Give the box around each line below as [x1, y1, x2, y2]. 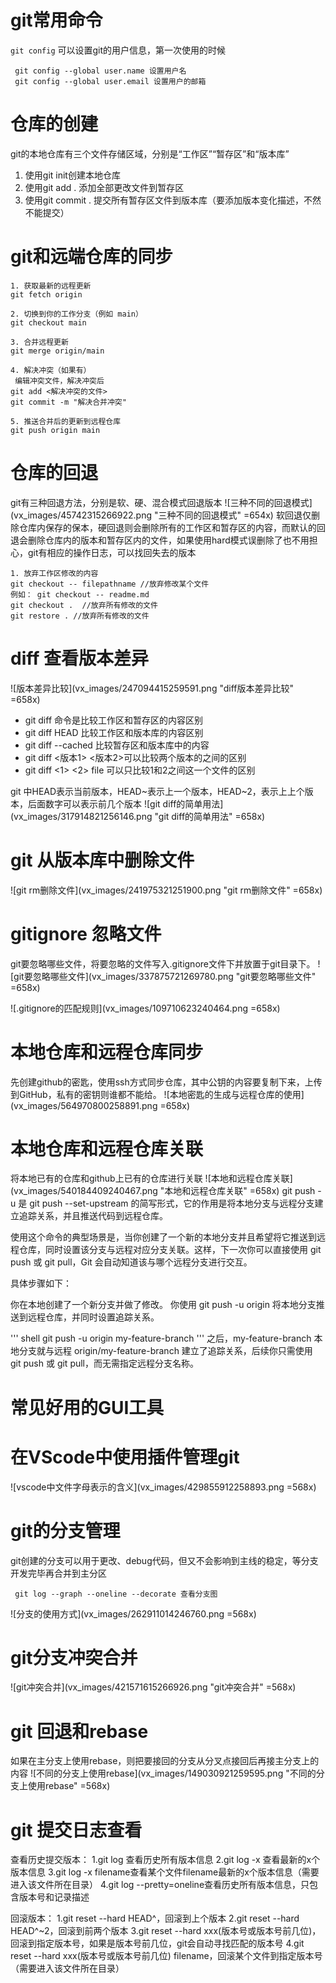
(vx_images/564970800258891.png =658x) [10, 1099, 191, 1111]
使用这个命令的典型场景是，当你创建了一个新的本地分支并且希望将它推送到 [10, 1231, 317, 1243]
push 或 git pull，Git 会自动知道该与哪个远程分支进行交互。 [10, 1256, 253, 1268]
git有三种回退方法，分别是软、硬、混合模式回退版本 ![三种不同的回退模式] [10, 496, 313, 508]
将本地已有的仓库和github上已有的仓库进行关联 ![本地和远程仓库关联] [10, 1172, 293, 1185]
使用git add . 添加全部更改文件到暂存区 [24, 181, 185, 193]
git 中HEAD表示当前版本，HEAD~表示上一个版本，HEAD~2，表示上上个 [10, 785, 305, 797]
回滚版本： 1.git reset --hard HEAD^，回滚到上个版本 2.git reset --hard [10, 1912, 300, 1925]
